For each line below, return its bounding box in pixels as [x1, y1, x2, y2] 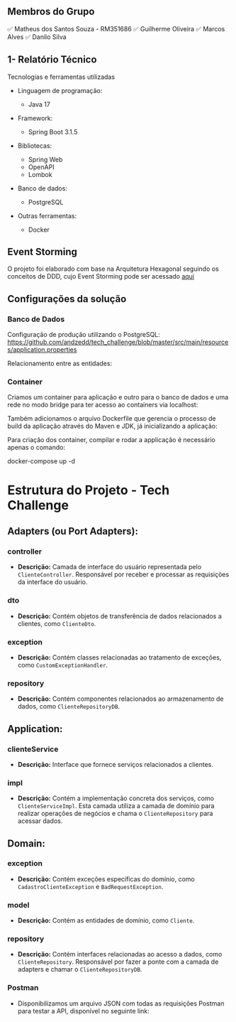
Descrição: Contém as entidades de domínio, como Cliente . [17, 916, 195, 925]
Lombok [28, 170, 52, 178]
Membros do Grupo [7, 6, 95, 18]
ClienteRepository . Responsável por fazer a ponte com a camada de [17, 957, 219, 966]
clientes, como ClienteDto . [17, 619, 96, 628]
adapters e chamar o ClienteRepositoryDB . [17, 965, 142, 974]
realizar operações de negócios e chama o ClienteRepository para [17, 809, 213, 818]
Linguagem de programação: [17, 86, 103, 95]
